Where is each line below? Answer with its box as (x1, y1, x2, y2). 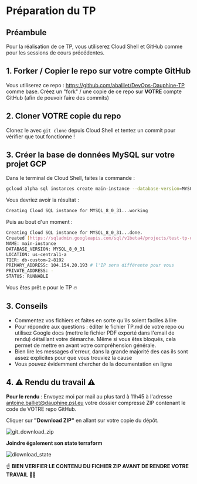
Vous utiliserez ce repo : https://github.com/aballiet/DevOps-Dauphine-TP (6, 81, 185, 88)
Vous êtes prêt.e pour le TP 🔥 (6, 284, 77, 291)
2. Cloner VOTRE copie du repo (6, 111, 121, 121)
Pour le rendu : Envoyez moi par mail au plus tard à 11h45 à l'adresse (6, 393, 173, 400)
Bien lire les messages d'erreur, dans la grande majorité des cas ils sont (14, 347, 188, 355)
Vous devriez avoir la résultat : (6, 196, 79, 203)
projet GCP (6, 159, 47, 169)
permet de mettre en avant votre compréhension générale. (14, 342, 157, 349)
